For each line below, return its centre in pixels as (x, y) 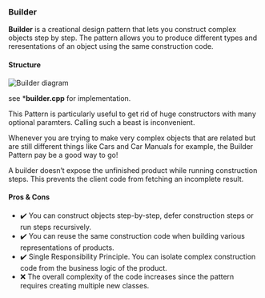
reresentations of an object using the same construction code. (111, 46)
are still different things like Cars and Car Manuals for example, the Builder (131, 146)
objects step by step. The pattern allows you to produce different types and (133, 38)
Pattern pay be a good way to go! (63, 155)
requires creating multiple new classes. (84, 285)
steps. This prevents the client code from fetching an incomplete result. (126, 179)
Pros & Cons (29, 197)
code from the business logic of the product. (94, 268)
